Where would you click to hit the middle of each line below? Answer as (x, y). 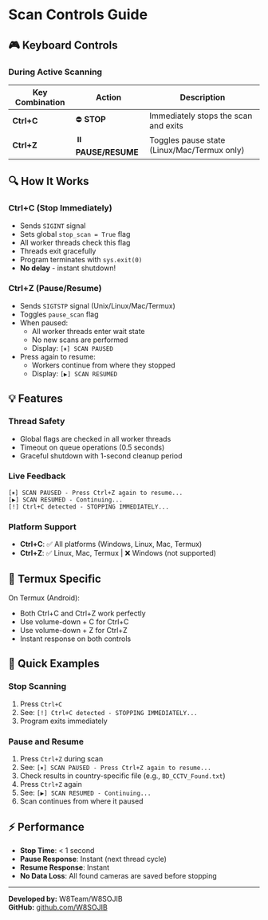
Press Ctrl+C (41, 704)
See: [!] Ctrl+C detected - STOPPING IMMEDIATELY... (108, 712)
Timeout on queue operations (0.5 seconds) (92, 447)
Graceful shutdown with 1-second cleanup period (101, 455)
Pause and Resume (46, 741)
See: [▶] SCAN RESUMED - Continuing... (85, 792)
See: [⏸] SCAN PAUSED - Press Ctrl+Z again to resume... (115, 767)
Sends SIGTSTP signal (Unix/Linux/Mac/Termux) (97, 305)
